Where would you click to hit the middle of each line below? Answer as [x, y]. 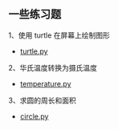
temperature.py [45, 83]
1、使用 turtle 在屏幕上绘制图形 [59, 35]
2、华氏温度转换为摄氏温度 [53, 67]
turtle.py [34, 51]
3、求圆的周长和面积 [42, 100]
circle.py [34, 116]
